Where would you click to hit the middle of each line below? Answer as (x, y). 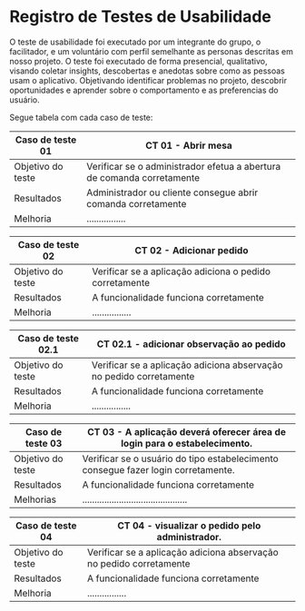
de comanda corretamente (143, 177)
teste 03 (44, 443)
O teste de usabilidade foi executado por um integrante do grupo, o (135, 42)
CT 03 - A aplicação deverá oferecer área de (187, 431)
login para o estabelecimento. (187, 443)
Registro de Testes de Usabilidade (141, 17)
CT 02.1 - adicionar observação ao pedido (191, 344)
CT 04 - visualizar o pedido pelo (189, 526)
